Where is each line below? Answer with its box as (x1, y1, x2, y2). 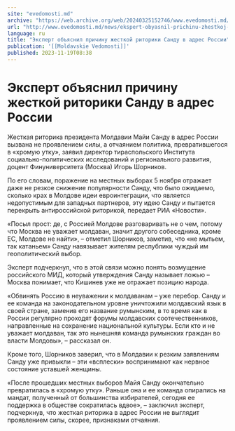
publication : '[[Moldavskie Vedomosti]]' (7, 43, 130, 50)
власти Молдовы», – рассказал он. (7, 336, 112, 345)
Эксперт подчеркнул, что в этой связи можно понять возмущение (7, 263, 206, 271)
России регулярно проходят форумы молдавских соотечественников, (7, 314, 218, 322)
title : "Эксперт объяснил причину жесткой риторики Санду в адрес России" (7, 37, 230, 44)
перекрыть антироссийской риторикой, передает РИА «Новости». (7, 206, 206, 214)
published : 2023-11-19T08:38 (7, 50, 92, 57)
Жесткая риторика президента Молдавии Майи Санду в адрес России (7, 133, 219, 141)
